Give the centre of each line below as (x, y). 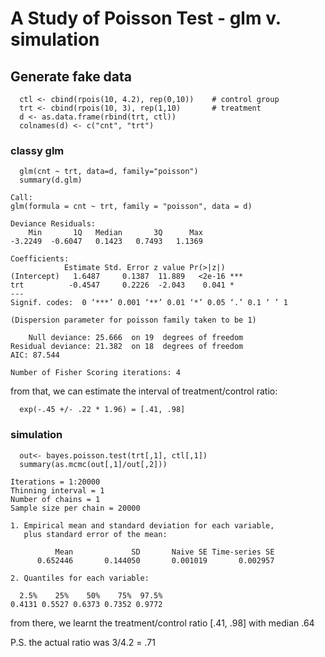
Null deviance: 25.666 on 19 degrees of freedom (136, 338)
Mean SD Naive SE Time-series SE (164, 552)
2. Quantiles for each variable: (80, 578)
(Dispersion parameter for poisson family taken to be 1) (133, 320)
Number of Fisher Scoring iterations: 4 (96, 373)
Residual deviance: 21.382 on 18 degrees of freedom (127, 347)
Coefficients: (40, 259)
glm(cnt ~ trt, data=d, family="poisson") (109, 172)
